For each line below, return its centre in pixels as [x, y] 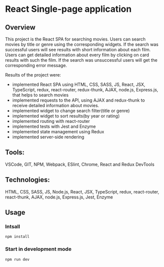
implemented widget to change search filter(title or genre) [71, 111]
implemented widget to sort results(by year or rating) [66, 116]
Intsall [13, 227]
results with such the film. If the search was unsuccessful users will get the [81, 60]
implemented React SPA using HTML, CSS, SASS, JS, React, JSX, [79, 84]
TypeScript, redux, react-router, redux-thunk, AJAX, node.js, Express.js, [85, 90]
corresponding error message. [36, 65]
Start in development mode [38, 249]
